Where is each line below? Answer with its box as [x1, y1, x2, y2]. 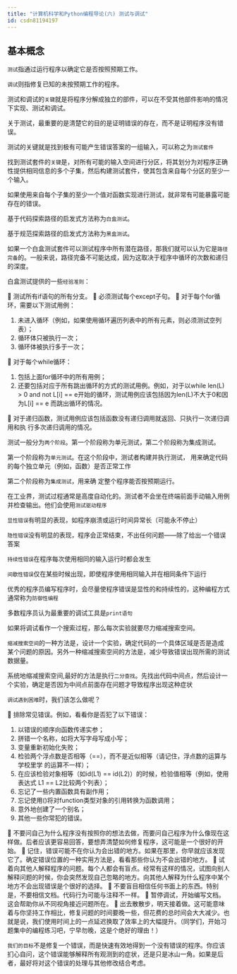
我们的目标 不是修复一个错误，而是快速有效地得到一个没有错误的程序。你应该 [7, 941, 226, 950]
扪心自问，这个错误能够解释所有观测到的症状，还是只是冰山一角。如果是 [7, 950, 217, 958]
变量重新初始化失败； [17, 743, 80, 752]
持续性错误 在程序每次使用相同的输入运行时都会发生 [7, 555, 152, 563]
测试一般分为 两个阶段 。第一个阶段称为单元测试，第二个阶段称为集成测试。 [7, 438, 220, 446]
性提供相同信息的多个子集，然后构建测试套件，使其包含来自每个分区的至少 [7, 167, 224, 175]
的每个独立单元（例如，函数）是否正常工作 [7, 462, 131, 470]
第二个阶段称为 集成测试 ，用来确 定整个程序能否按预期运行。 [7, 477, 178, 485]
